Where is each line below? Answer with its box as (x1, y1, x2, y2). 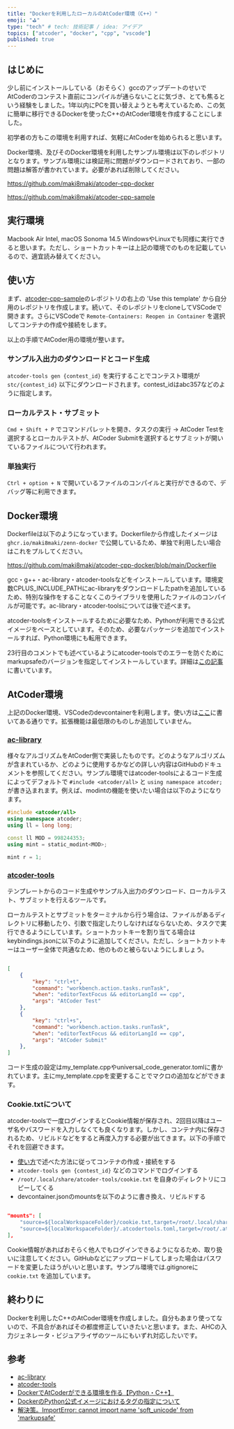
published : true (7, 36, 54, 43)
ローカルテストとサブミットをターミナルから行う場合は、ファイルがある (7, 910, 214, 919)
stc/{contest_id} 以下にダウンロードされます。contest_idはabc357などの (7, 380, 219, 388)
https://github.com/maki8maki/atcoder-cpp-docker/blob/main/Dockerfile (7, 561, 217, 570)
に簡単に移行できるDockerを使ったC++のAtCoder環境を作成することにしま (7, 109, 223, 118)
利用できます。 (37, 487, 80, 496)
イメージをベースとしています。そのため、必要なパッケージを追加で (7, 625, 201, 634)
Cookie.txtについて (7, 1099, 72, 1109)
